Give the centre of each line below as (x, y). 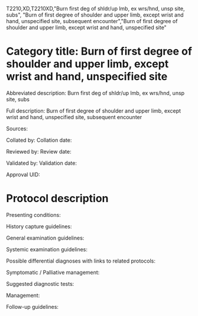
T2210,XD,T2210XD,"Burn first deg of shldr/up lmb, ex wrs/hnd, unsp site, (95, 9)
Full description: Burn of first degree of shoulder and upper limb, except (94, 111)
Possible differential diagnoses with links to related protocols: (81, 261)
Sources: (17, 128)
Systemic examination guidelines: (47, 249)
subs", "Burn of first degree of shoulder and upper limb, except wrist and (95, 15)
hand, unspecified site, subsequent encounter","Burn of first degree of (92, 21)
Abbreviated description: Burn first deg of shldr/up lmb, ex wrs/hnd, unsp (95, 93)
